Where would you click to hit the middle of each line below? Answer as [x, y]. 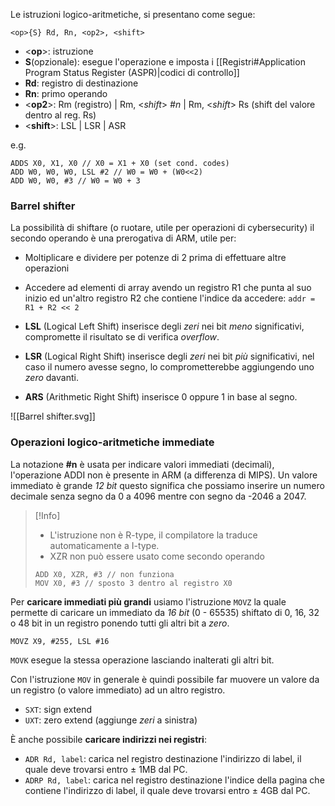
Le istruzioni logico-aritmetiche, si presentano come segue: [133, 14]
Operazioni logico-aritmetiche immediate [112, 442]
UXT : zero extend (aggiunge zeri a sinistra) [111, 720]
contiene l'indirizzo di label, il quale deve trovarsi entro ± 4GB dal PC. [167, 790]
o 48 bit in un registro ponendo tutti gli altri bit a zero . [120, 623]
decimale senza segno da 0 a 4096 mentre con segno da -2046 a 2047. [158, 496]
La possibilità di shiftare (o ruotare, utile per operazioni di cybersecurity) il [162, 228]
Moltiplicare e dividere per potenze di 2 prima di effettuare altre [155, 258]
